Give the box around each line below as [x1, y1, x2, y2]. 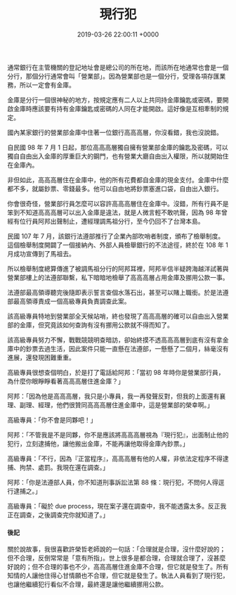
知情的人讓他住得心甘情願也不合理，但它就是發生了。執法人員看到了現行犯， [7, 571, 229, 580]
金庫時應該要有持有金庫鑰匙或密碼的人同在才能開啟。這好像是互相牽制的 [13, 104, 223, 113]
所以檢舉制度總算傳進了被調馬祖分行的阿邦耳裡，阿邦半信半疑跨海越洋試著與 [7, 264, 229, 273]
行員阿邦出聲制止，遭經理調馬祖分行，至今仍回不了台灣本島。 [25, 217, 204, 225]
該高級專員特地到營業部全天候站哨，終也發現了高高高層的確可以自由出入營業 [7, 312, 229, 320]
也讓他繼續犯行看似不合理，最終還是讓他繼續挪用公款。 [7, 580, 167, 589]
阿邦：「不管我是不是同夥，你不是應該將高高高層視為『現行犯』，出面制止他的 [7, 430, 229, 439]
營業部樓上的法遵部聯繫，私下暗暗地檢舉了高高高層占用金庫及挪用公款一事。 [7, 273, 229, 281]
